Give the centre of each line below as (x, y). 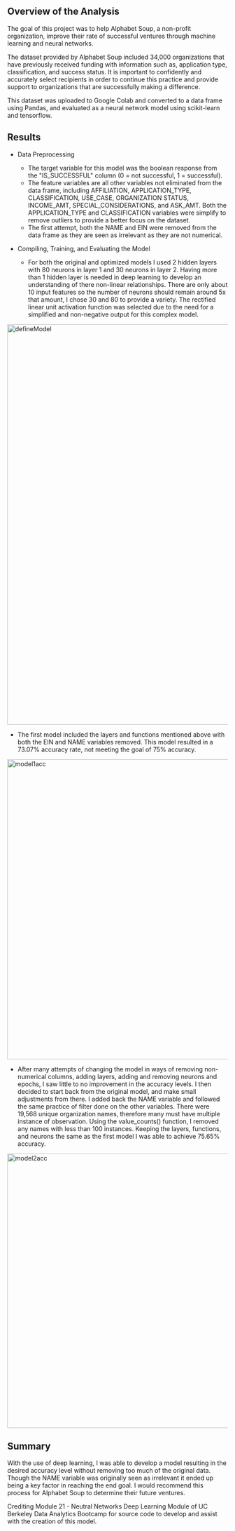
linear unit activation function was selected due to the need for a (121, 307)
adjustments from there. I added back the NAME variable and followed (119, 1099)
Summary (29, 1446)
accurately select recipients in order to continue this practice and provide (113, 79)
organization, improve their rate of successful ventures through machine (112, 36)
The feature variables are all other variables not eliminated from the (125, 182)
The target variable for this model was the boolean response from (122, 168)
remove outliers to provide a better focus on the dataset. (109, 220)
